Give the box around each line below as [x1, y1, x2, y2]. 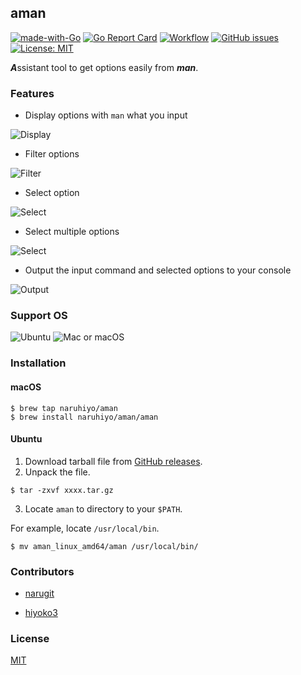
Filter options [24, 148, 80, 160]
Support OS [10, 309, 68, 323]
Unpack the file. [24, 466, 91, 478]
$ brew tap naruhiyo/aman [10, 403, 118, 413]
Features [10, 86, 55, 100]
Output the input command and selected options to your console [24, 264, 292, 276]
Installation [10, 356, 67, 370]
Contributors [10, 564, 75, 578]
